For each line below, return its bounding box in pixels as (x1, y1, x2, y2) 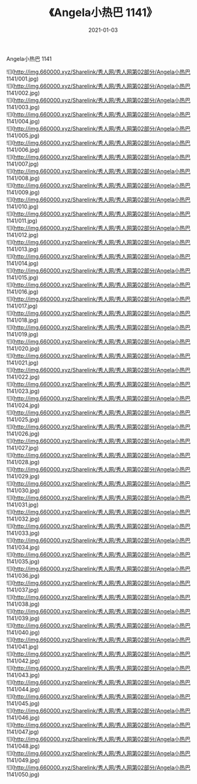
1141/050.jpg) (6, 770, 40, 778)
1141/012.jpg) (6, 231, 39, 238)
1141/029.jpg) (6, 472, 40, 479)
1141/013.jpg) (6, 245, 39, 252)
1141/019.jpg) (6, 330, 39, 338)
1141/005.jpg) (6, 131, 40, 139)
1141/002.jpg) (6, 89, 40, 96)
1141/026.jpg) (6, 430, 40, 437)
